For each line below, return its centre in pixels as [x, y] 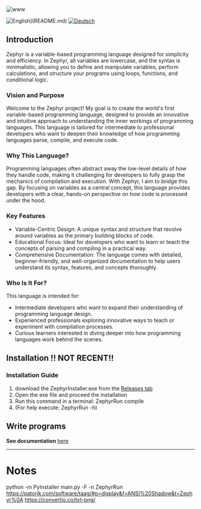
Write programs [36, 427]
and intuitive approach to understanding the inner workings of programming [100, 121]
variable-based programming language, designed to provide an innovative [98, 115]
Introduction [30, 40]
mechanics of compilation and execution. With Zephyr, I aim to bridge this [97, 181]
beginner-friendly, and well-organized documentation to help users [98, 261]
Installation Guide [32, 375]
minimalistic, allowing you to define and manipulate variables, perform [92, 67]
